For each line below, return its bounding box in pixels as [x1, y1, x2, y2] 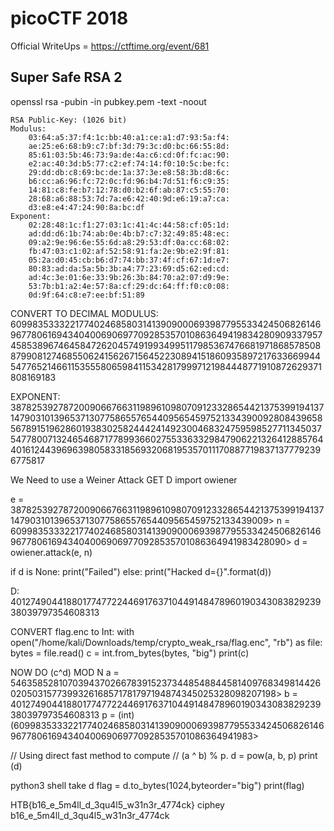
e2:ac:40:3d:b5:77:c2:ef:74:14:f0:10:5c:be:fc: [28, 158, 230, 169]
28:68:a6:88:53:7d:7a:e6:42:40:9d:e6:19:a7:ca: [28, 193, 230, 204]
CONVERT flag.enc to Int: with [10, 625, 135, 637]
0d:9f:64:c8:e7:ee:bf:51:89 [28, 290, 145, 300]
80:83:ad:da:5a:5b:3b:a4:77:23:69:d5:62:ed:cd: [28, 263, 230, 274]
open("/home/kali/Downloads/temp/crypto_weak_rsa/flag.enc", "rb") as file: [10, 636, 323, 648]
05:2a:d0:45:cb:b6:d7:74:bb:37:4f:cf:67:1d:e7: [28, 255, 230, 265]
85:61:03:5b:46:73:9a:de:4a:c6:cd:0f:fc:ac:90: [28, 150, 230, 160]
